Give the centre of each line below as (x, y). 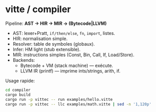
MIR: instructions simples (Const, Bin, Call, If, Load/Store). (73, 55)
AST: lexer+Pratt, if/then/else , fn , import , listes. (64, 33)
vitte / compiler (38, 9)
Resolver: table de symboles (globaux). (54, 44)
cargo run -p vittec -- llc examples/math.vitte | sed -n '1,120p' (79, 104)
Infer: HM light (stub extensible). (46, 49)
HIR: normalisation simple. (40, 39)
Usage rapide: (20, 81)
